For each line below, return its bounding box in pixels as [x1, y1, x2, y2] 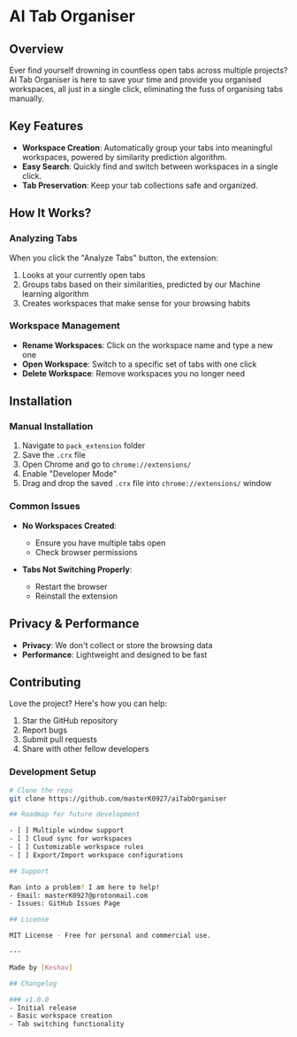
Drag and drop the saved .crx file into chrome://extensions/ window [21, 478, 272, 489]
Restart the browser [34, 581, 108, 592]
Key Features [9, 119, 84, 134]
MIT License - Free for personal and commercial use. [9, 932, 212, 940]
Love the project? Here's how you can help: [9, 698, 168, 709]
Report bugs [21, 724, 68, 736]
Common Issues [9, 500, 81, 513]
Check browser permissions [34, 546, 138, 557]
